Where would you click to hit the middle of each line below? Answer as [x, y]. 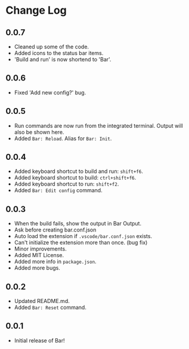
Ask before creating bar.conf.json [55, 230]
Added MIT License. [39, 255]
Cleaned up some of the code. [52, 47]
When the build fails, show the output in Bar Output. [78, 224]
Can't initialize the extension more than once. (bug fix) [81, 243]
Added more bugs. [37, 268]
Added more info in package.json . [55, 262]
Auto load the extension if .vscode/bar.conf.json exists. [83, 236]
